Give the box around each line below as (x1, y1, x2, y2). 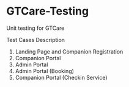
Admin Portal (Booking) (15, 67, 75, 74)
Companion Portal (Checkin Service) (15, 74, 108, 81)
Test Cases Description (6, 36, 65, 43)
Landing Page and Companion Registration (15, 47, 123, 55)
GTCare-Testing (6, 4, 89, 18)
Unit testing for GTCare (6, 24, 65, 32)
